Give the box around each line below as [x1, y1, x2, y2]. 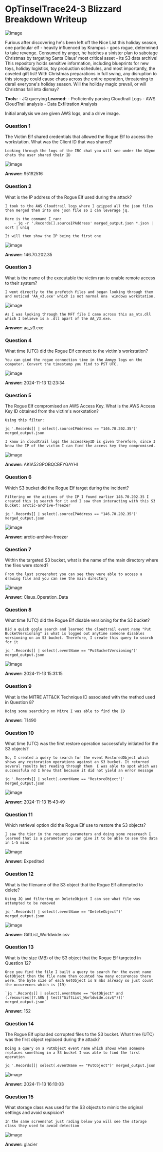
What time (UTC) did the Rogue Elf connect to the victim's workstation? [5, 348, 148, 354]
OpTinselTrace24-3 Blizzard [5, 3, 122, 15]
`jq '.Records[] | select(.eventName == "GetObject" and [5, 991, 123, 996]
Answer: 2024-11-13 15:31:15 [5, 671, 63, 677]
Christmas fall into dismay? [5, 86, 59, 92]
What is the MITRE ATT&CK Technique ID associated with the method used [5, 694, 155, 700]
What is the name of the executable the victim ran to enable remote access [5, 275, 156, 281]
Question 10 [5, 729, 34, 736]
